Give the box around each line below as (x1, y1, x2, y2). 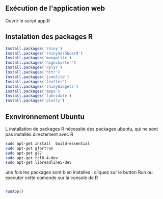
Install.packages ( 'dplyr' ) (5, 65, 63, 70)
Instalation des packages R (5, 33, 93, 41)
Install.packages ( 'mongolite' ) (5, 56, 72, 61)
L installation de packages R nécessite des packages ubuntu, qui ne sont (5, 126, 158, 132)
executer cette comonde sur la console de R (5, 175, 98, 181)
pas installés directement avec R (5, 131, 74, 137)
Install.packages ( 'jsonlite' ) (5, 74, 70, 80)
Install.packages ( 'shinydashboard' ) (5, 51, 83, 56)
